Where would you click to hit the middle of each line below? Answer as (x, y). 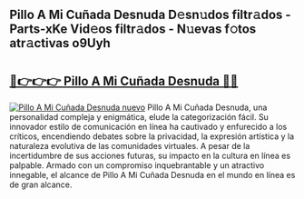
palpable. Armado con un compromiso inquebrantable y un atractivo (137, 165)
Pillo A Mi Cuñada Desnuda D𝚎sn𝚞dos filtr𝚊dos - (151, 15)
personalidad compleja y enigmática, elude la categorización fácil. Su (139, 117)
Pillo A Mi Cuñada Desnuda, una (207, 107)
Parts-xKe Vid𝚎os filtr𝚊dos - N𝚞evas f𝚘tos (133, 30)
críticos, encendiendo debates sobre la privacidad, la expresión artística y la (152, 136)
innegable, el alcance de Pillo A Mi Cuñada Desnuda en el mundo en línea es (152, 175)
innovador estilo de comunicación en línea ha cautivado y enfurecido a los (148, 127)
